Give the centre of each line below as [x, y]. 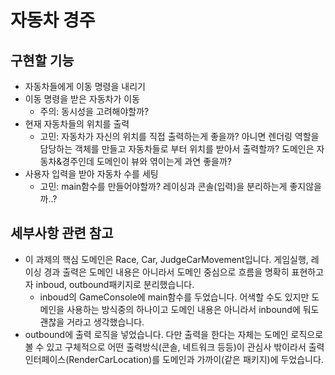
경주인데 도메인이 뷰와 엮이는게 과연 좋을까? [146, 161]
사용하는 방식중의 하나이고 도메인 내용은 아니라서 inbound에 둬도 [193, 309]
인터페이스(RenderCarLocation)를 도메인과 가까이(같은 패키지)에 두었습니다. [174, 359]
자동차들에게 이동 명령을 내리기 [85, 86]
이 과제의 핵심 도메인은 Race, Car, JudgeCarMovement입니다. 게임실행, [166, 259]
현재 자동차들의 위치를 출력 [77, 124]
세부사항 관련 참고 [62, 233]
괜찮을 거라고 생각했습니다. [92, 322]
